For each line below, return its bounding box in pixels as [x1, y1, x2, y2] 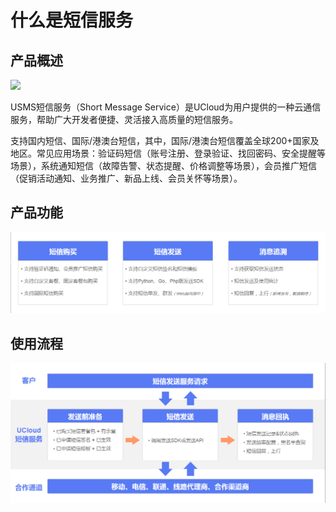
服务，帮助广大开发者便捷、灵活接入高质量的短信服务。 [10, 114, 238, 125]
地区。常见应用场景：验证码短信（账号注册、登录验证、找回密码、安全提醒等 [10, 147, 326, 159]
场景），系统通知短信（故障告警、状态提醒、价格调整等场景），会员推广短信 [10, 160, 317, 171]
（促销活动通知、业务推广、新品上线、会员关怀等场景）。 [10, 172, 243, 184]
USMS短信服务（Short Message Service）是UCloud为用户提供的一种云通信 [10, 101, 322, 113]
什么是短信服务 [10, 9, 134, 32]
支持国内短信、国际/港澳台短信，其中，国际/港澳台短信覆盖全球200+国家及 [10, 135, 320, 146]
